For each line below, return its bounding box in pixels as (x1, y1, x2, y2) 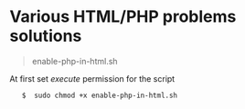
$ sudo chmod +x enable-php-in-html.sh (21, 91, 178, 100)
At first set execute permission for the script (9, 73, 176, 84)
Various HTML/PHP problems (9, 6, 237, 27)
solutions (9, 25, 82, 46)
